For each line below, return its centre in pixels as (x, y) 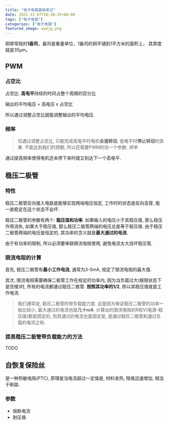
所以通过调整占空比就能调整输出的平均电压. (50, 114)
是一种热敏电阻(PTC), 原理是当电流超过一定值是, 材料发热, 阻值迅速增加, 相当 (84, 378)
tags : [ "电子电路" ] (24, 19)
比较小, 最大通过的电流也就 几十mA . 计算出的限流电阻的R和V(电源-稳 (93, 310)
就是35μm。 (18, 50)
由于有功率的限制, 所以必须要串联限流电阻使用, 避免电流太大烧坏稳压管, (79, 243)
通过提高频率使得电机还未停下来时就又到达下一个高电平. (63, 158)
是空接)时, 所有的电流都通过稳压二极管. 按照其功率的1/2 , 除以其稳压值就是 (81, 287)
